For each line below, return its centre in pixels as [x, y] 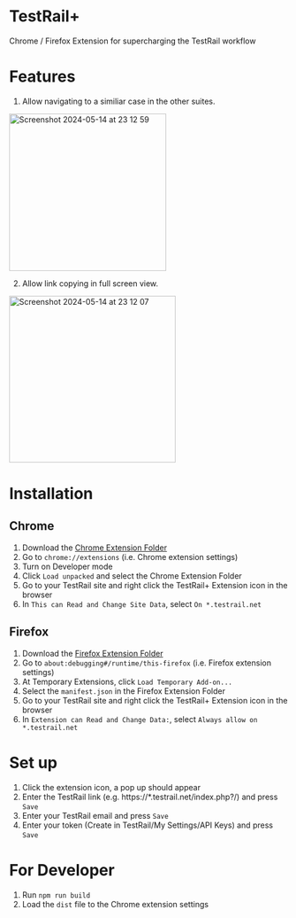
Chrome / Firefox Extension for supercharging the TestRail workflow [133, 41]
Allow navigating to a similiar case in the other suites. [118, 101]
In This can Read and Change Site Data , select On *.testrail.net [142, 603]
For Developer [62, 870]
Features [42, 77]
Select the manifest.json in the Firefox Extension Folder [123, 691]
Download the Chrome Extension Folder [95, 548]
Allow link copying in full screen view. [90, 283]
